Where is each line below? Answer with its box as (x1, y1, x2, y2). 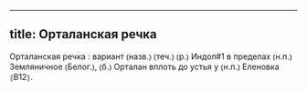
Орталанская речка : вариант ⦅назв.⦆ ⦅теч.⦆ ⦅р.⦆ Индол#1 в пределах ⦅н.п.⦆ (9, 51, 292, 62)
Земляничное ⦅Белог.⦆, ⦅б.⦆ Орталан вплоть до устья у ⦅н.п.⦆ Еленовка (9, 61, 281, 72)
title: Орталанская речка (9, 26, 157, 42)
